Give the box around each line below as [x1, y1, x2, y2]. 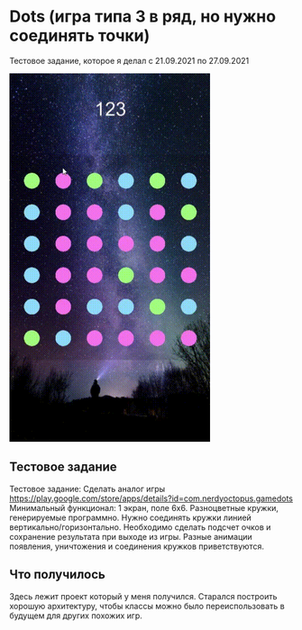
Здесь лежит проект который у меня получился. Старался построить [9, 590, 278, 601]
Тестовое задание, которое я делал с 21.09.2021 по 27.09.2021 [9, 55, 250, 66]
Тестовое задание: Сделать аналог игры [9, 483, 166, 494]
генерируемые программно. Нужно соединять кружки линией [9, 512, 252, 523]
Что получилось [9, 567, 105, 582]
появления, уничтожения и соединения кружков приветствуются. [9, 541, 264, 552]
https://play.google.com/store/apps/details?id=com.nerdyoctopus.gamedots [9, 493, 293, 504]
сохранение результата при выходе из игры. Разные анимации [9, 531, 252, 542]
